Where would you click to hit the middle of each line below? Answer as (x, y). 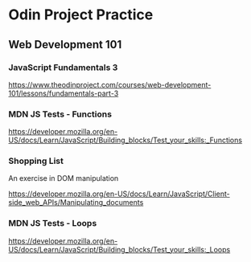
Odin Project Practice (81, 15)
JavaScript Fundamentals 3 (63, 68)
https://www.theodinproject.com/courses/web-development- (110, 84)
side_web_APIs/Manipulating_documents (76, 203)
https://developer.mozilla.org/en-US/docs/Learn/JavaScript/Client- (119, 194)
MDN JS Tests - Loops (53, 223)
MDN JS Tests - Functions (60, 114)
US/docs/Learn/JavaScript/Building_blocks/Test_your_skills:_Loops (119, 249)
